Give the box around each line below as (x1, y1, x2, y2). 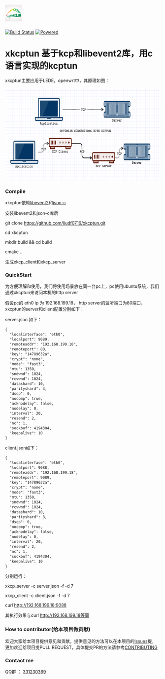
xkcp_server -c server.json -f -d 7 (5, 583, 74, 589)
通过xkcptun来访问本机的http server (5, 290, 78, 296)
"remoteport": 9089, (9, 475, 52, 480)
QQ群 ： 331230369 (5, 669, 46, 675)
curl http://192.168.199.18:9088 (5, 602, 67, 608)
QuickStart (5, 271, 32, 278)
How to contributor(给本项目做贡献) (5, 626, 91, 633)
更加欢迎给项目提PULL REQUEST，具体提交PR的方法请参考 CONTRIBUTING (5, 644, 158, 650)
